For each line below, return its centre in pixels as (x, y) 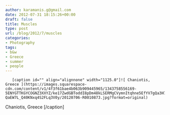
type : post (17, 29)
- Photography (20, 43)
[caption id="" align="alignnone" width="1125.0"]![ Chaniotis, (81, 80)
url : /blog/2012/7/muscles (34, 33)
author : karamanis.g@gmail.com (38, 10)
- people (14, 66)
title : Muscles (21, 24)
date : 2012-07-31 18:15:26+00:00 (40, 15)
